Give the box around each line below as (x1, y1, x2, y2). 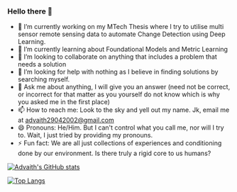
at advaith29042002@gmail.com (17, 116, 115, 125)
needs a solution (17, 60, 67, 69)
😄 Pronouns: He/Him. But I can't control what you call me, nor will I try (17, 123, 225, 132)
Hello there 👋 (7, 6, 53, 16)
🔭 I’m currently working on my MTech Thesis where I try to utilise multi (17, 23, 224, 31)
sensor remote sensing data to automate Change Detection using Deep (17, 30, 226, 38)
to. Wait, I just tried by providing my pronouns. (17, 131, 153, 140)
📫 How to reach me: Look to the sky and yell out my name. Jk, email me (17, 106, 230, 114)
